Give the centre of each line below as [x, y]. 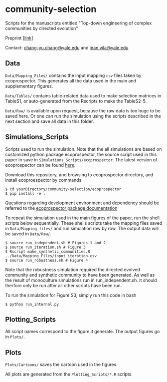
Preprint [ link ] [19, 38]
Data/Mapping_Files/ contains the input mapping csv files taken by [73, 75]
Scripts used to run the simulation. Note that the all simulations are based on [83, 149]
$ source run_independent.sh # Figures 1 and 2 [56, 243]
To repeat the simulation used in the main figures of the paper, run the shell [82, 218]
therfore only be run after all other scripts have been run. [64, 285]
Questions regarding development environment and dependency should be [82, 203]
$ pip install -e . [25, 193]
